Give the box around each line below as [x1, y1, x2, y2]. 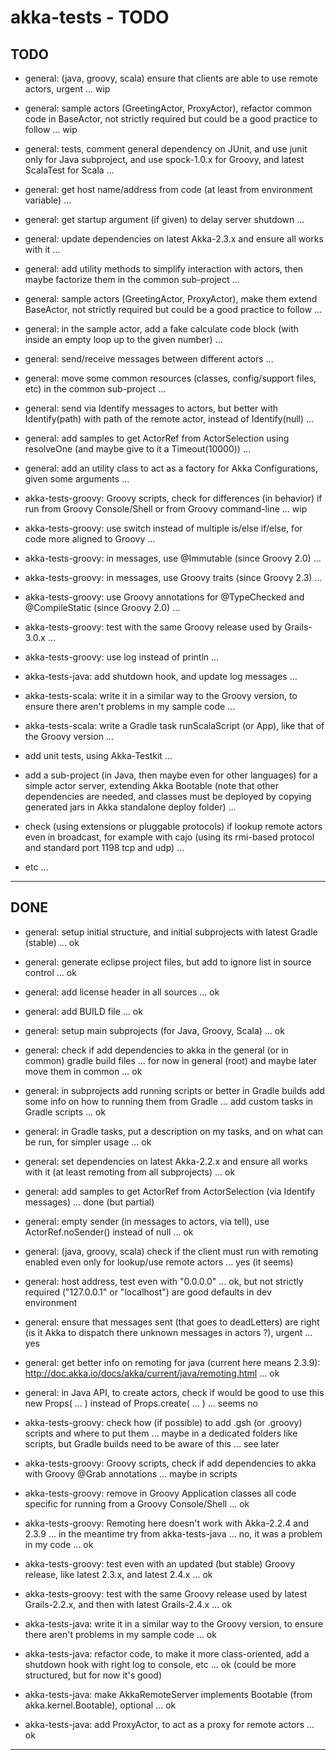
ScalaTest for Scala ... [24, 164, 115, 176]
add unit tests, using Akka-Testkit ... [24, 750, 173, 761]
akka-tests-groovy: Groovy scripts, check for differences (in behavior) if [24, 492, 323, 504]
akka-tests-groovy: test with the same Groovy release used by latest [24, 1587, 308, 1600]
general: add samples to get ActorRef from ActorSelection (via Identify [24, 1185, 316, 1197]
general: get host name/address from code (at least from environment [24, 184, 313, 195]
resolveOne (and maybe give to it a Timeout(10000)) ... [24, 443, 251, 455]
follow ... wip [24, 124, 78, 135]
